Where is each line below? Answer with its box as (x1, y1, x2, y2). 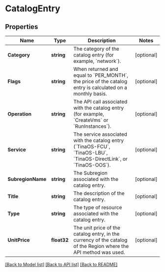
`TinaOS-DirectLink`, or (73, 155, 128, 162)
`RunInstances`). (73, 123, 111, 129)
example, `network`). (73, 58, 121, 64)
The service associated (73, 131, 128, 138)
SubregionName (7, 176, 47, 182)
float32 (51, 237, 69, 243)
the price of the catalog (73, 78, 128, 85)
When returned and (73, 66, 118, 72)
